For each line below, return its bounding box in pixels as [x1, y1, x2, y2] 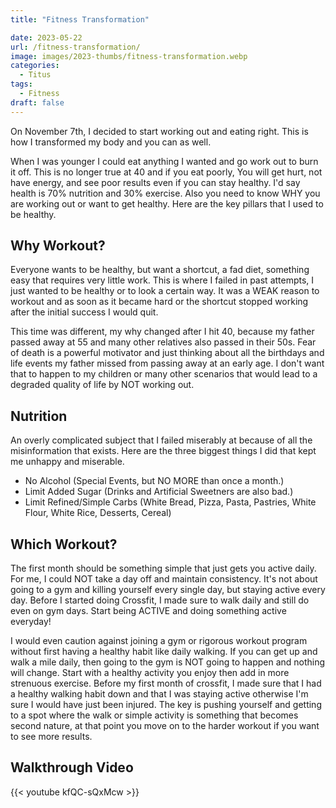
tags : [10, 79, 33, 90]
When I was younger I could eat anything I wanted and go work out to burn [10, 155, 319, 167]
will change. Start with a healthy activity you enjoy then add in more [10, 667, 290, 679]
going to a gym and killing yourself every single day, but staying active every [10, 584, 326, 596]
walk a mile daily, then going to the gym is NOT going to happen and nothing [10, 656, 326, 668]
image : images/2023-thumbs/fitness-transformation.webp [10, 51, 248, 61]
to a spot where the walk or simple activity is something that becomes [10, 709, 299, 721]
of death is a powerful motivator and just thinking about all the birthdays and [10, 347, 325, 359]
